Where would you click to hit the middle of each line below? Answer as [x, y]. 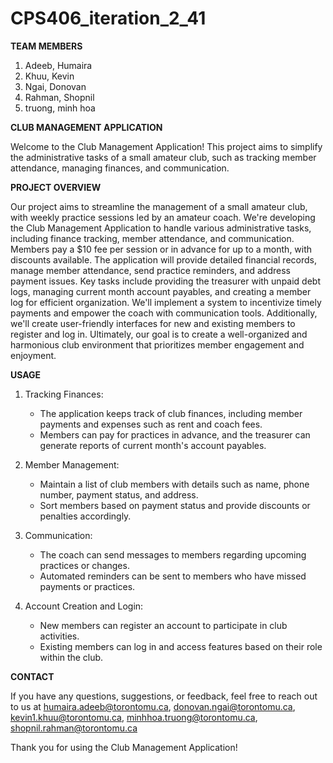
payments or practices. [87, 586]
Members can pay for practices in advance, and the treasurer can [175, 434]
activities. [59, 636]
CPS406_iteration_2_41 [108, 18]
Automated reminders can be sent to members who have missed [173, 576]
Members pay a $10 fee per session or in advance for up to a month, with [161, 249]
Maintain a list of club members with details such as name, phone [174, 484]
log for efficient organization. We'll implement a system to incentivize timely [166, 302]
